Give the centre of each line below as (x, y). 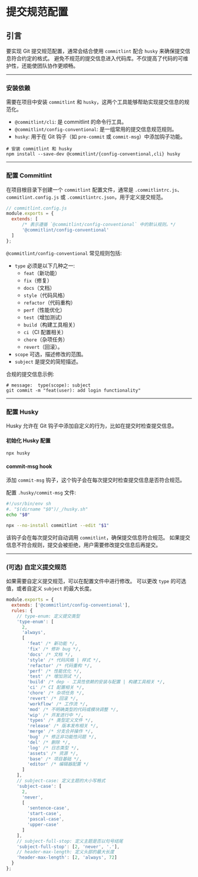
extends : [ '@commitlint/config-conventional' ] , (71, 606)
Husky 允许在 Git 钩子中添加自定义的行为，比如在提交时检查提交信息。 (92, 426)
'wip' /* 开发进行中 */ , (55, 715)
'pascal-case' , (46, 819)
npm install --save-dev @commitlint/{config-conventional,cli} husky (93, 154)
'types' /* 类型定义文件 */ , (60, 721)
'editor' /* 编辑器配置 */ (58, 764)
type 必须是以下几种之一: (45, 266)
